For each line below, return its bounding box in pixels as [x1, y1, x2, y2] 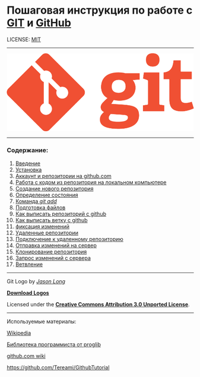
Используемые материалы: [7, 318, 77, 325]
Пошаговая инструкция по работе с [7, 4, 193, 17]
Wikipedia [7, 329, 31, 336]
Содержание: [7, 146, 49, 154]
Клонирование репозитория [15, 248, 87, 255]
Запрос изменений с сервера [15, 254, 91, 261]
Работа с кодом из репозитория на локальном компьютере [15, 179, 167, 186]
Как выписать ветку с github [15, 216, 88, 223]
